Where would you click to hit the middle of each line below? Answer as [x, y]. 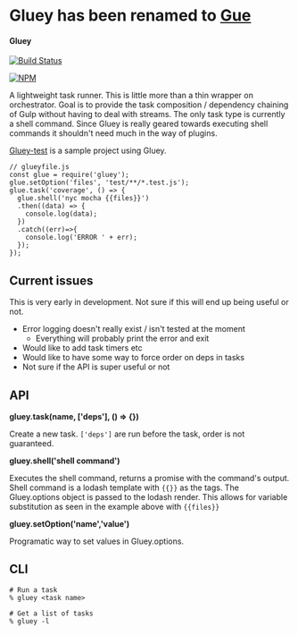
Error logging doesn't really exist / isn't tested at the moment [133, 329]
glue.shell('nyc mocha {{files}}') [83, 199]
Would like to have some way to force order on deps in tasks [133, 358]
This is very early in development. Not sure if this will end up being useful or [149, 302]
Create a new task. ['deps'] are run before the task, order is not [127, 434]
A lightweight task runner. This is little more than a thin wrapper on [132, 96]
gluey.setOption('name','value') [70, 524]
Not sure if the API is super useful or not [96, 367]
